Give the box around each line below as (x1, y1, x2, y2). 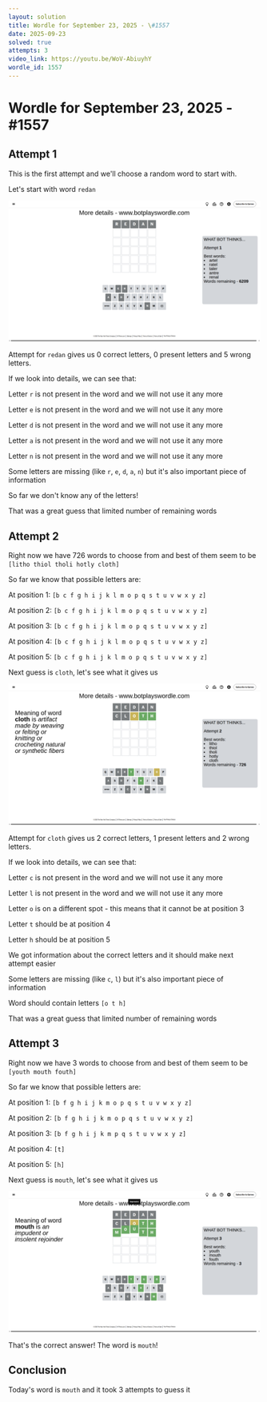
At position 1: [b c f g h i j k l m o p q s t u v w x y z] (8, 590, 206, 599)
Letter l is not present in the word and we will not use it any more (8, 888, 224, 898)
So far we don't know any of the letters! (8, 491, 138, 500)
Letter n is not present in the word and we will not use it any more (8, 452, 224, 461)
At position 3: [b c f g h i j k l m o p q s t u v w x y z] (8, 621, 208, 631)
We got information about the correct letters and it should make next (8, 950, 234, 959)
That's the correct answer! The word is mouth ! (8, 1340, 158, 1350)
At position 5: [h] (8, 1159, 65, 1169)
